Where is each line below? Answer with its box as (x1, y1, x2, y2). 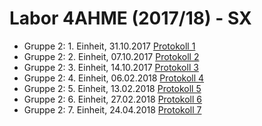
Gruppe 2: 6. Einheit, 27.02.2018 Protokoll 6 (23, 93, 203, 105)
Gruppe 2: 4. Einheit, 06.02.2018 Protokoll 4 (23, 72, 205, 84)
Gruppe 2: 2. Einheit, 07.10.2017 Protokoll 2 (23, 50, 200, 62)
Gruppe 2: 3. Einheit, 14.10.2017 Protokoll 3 (23, 61, 199, 73)
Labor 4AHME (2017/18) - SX (9, 7, 252, 30)
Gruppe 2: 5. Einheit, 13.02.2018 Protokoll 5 (23, 82, 202, 94)
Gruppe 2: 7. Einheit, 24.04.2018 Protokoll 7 (23, 103, 202, 116)
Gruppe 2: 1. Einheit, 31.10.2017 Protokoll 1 (23, 40, 196, 52)
